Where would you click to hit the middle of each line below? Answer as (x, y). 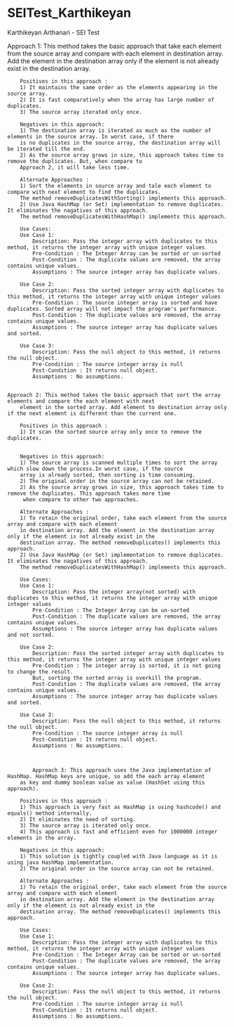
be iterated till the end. (47, 149)
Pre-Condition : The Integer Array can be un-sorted (111, 610)
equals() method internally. (50, 813)
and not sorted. (31, 635)
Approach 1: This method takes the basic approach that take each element (115, 46)
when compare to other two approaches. (81, 499)
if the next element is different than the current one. (92, 413)
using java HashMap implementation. (61, 863)
